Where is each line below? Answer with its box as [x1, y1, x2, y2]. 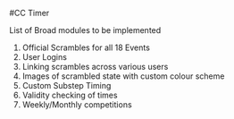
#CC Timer [9, 8, 50, 18]
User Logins [21, 52, 67, 62]
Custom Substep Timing [21, 81, 112, 90]
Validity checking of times [21, 89, 118, 100]
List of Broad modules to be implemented [9, 25, 162, 35]
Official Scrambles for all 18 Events [21, 42, 150, 53]
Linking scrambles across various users [21, 62, 169, 72]
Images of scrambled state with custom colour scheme [21, 71, 225, 81]
